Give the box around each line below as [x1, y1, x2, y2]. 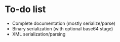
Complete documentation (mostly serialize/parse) [12, 20, 116, 26]
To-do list [5, 4, 46, 15]
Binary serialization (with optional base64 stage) [12, 25, 113, 31]
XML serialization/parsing [12, 31, 66, 37]
